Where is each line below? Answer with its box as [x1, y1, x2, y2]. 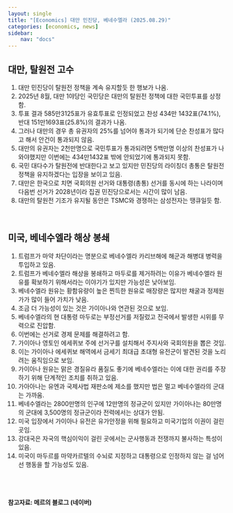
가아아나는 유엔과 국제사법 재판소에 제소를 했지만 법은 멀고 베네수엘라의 [17, 382, 211, 390]
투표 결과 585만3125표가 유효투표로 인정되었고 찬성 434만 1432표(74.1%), [17, 109, 221, 117]
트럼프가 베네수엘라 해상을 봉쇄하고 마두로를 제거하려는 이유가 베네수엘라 [17, 269, 216, 277]
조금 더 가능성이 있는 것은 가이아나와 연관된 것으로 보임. [17, 304, 169, 312]
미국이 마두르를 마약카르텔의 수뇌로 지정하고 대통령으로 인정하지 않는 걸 [17, 451, 211, 459]
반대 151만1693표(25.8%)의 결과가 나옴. [17, 117, 127, 126]
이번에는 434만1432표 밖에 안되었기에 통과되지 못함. [48, 152, 191, 161]
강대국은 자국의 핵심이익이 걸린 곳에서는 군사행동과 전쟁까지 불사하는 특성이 [17, 434, 223, 442]
